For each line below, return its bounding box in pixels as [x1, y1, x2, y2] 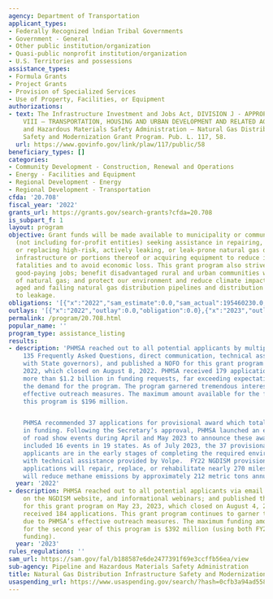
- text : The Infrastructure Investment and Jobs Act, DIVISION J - [8, 111, 242, 119]
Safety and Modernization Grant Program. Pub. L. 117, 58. [23, 132, 227, 141]
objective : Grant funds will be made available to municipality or [8, 231, 242, 240]
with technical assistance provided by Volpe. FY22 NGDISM [23, 457, 231, 465]
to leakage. [15, 292, 57, 300]
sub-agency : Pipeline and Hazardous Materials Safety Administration [8, 562, 249, 571]
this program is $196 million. [23, 397, 129, 406]
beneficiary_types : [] [8, 148, 85, 156]
